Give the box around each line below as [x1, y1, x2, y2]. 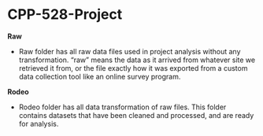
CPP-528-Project [7, 6, 123, 24]
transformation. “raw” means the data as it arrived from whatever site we [18, 55, 256, 64]
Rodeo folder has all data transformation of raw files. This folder [18, 102, 227, 112]
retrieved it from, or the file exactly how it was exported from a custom [18, 63, 248, 72]
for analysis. [18, 119, 59, 128]
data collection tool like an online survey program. [18, 72, 181, 81]
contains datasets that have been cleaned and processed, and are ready [18, 110, 254, 119]
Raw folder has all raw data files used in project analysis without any [18, 46, 241, 56]
